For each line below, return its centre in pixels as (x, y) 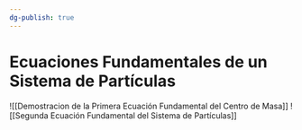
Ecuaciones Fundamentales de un (138, 61)
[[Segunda (29, 115)
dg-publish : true (42, 17)
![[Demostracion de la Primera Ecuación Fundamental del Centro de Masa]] (149, 106)
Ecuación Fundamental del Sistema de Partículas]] (143, 115)
